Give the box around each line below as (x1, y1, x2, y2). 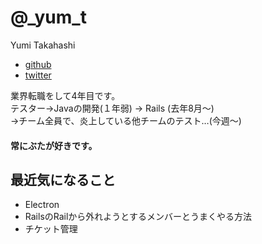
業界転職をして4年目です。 (10, 89, 121, 101)
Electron (24, 199, 60, 211)
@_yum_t (10, 6, 87, 29)
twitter (24, 69, 52, 81)
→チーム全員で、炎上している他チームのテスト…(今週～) (10, 114, 242, 126)
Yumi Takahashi (10, 39, 76, 51)
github (24, 58, 52, 70)
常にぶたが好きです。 (10, 139, 98, 151)
